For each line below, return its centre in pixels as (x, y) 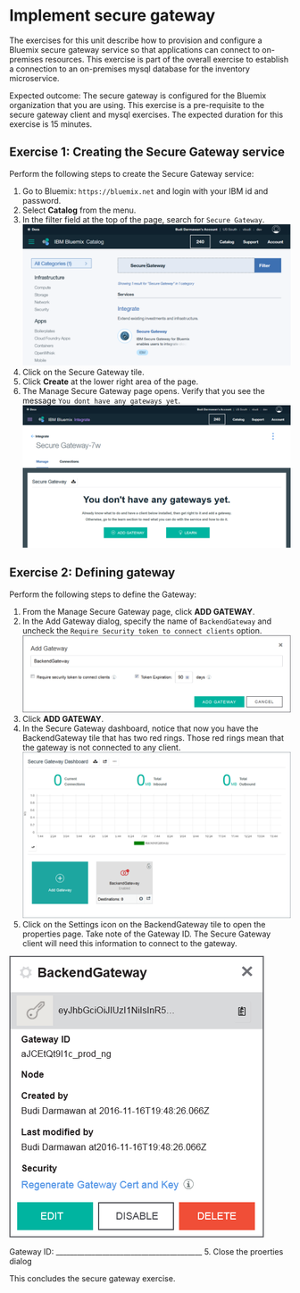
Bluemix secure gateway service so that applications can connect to (135, 49)
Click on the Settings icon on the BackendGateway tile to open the (144, 925)
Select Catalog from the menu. (79, 210)
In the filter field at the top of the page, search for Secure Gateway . (143, 219)
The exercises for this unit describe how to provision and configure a (136, 40)
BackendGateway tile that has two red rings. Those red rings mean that (153, 738)
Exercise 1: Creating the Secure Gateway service (147, 152)
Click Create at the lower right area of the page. (110, 382)
